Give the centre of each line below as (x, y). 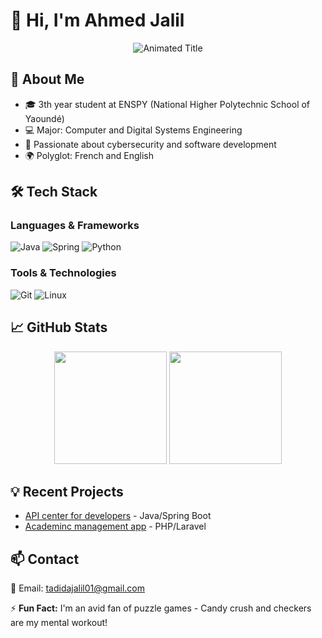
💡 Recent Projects (67, 491)
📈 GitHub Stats (59, 327)
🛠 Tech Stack (54, 192)
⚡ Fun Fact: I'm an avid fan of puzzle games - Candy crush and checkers (161, 608)
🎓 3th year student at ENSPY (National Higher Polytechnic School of (167, 104)
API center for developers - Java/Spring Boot (118, 516)
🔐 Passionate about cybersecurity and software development (150, 144)
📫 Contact (45, 559)
